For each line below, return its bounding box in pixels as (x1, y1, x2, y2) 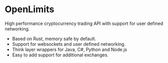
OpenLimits (5, 4, 54, 15)
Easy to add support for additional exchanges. (12, 52, 109, 58)
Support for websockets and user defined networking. (12, 41, 126, 47)
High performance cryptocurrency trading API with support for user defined (5, 20, 163, 26)
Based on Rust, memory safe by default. (12, 36, 96, 42)
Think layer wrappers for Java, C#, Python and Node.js (12, 46, 127, 52)
